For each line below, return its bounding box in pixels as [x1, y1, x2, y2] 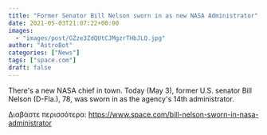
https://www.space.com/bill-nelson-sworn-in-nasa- [88, 109, 259, 119]
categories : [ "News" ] [8, 49, 80, 57]
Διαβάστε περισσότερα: [8, 109, 87, 119]
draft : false [8, 64, 52, 72]
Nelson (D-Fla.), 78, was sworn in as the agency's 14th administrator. [8, 93, 235, 104]
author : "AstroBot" [8, 42, 73, 50]
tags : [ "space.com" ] [8, 57, 77, 65]
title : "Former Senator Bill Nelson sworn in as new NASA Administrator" [8, 11, 259, 20]
